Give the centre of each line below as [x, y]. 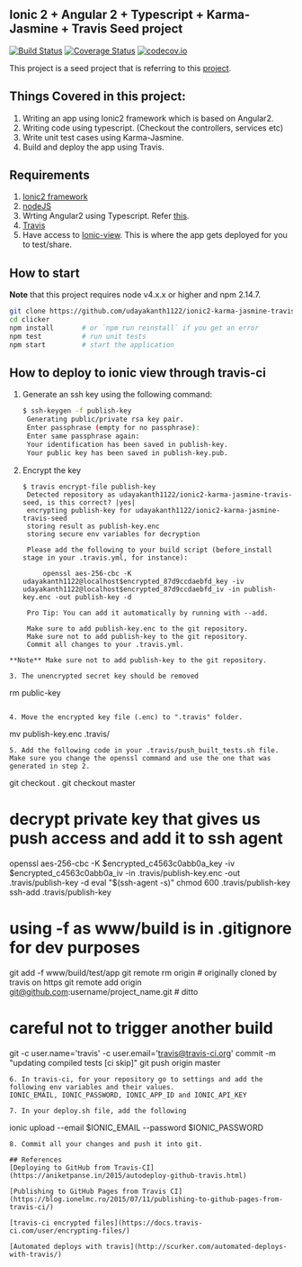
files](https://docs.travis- [148, 1223]
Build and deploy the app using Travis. [93, 147]
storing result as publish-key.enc [93, 526]
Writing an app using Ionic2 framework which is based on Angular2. [148, 118]
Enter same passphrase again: [83, 436]
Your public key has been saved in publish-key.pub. [127, 453]
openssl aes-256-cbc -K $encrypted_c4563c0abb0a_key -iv [122, 863]
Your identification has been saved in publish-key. [127, 444]
